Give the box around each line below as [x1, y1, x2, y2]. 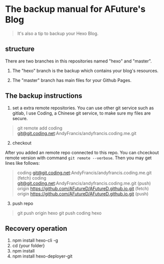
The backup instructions [5, 92, 82, 100]
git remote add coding [17, 125, 63, 131]
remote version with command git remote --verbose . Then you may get [5, 155, 152, 161]
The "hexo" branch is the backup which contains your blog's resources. [12, 67, 159, 73]
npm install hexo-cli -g [12, 237, 58, 244]
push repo [12, 200, 34, 206]
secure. [12, 115, 28, 121]
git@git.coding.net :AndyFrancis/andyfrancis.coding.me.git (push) [17, 180, 151, 186]
